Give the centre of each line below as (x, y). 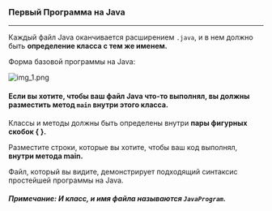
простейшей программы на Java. (66, 180)
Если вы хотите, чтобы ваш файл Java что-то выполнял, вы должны (129, 96)
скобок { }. (28, 131)
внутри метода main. (46, 156)
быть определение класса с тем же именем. (88, 46)
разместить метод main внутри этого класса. (88, 105)
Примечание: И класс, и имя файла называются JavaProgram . (117, 199)
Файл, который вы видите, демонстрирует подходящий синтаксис (123, 171)
